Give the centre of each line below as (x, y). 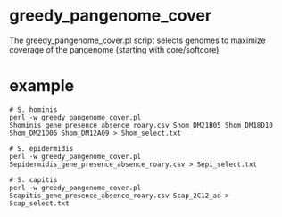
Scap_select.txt (39, 203)
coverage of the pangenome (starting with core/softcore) (114, 49)
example (42, 86)
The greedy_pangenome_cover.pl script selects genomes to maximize (137, 40)
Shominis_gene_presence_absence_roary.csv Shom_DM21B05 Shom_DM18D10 (141, 125)
